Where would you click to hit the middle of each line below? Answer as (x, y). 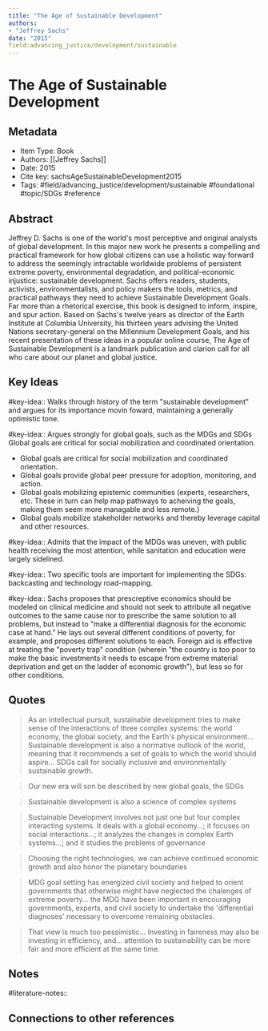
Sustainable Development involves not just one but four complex (134, 817)
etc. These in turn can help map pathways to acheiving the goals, (128, 501)
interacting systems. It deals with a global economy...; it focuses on (139, 825)
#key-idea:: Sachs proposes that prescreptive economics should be (120, 598)
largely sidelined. (36, 558)
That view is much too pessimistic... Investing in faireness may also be (144, 932)
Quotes (27, 701)
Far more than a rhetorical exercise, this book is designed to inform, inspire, (133, 306)
